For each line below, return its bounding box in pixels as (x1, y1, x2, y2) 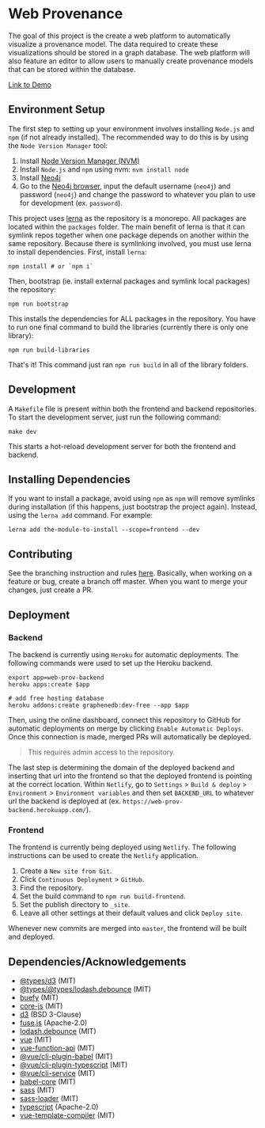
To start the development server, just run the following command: (8, 412, 221, 422)
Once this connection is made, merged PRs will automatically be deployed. (8, 731, 252, 741)
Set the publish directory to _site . (19, 900, 131, 910)
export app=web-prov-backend (8, 674, 104, 682)
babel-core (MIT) (19, 1077, 77, 1086)
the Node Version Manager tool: (8, 140, 108, 150)
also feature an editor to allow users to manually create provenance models (8, 56, 254, 66)
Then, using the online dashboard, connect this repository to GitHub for (8, 715, 241, 724)
